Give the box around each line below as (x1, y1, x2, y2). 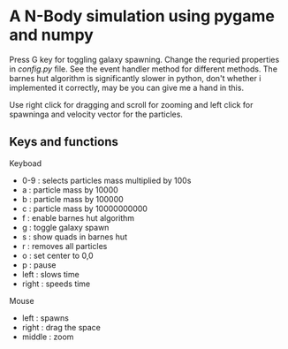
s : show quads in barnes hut (21, 231, 128, 242)
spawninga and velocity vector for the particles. (9, 109, 184, 119)
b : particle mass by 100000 (21, 193, 124, 204)
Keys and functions (9, 134, 119, 149)
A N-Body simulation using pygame (9, 6, 276, 27)
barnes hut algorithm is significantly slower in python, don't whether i (9, 72, 261, 83)
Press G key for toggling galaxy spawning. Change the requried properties (9, 54, 280, 64)
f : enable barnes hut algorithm (21, 212, 135, 223)
